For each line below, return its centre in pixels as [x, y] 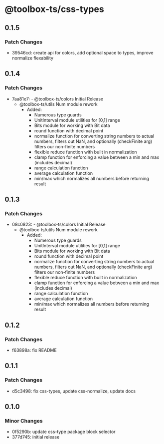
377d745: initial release [36, 437]
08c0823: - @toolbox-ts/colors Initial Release [59, 224]
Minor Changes [24, 421]
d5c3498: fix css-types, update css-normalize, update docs [74, 391]
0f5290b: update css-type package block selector [64, 432]
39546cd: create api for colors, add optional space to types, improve [82, 52]
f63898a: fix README [34, 350]
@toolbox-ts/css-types [54, 9]
